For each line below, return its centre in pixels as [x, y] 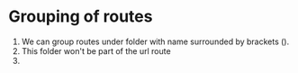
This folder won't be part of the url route [96, 50]
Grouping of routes [81, 17]
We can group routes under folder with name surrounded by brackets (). [155, 41]
